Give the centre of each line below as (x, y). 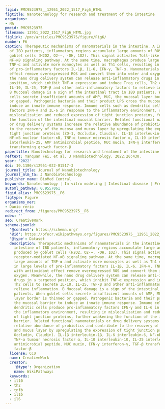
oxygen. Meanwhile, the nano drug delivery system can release (80, 275)
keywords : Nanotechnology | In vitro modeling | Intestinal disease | (79, 184)
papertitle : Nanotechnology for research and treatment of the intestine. (83, 152)
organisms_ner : (21, 202)
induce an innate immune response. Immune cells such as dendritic (80, 106)
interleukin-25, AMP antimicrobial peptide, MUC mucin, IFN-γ (74, 143)
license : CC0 (23, 353)
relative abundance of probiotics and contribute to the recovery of (87, 326)
